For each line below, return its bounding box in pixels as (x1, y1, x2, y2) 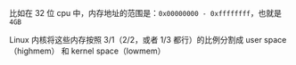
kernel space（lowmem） (70, 45, 166, 56)
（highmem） (9, 45, 60, 56)
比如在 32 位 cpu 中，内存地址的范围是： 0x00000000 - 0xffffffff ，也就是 (9, 8, 283, 18)
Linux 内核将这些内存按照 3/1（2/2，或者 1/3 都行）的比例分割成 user (9, 35, 263, 45)
